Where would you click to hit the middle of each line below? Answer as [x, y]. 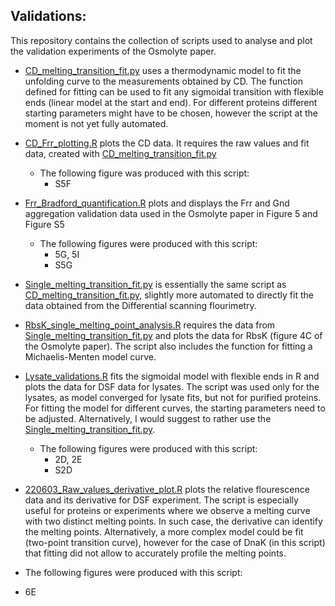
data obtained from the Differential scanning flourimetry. [140, 305]
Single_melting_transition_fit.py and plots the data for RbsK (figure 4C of [173, 335]
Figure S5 [44, 224]
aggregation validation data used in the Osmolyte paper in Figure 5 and [171, 213]
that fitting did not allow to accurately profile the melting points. [155, 553]
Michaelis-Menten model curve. [90, 356]
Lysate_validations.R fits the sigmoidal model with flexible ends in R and [172, 376]
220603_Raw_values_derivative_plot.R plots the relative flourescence [167, 489]
